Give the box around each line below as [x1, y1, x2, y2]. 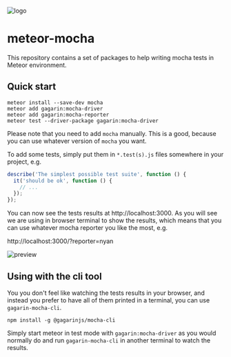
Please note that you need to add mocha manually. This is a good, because [7, 129, 217, 137]
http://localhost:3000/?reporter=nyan [7, 237, 114, 245]
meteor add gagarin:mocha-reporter [7, 111, 110, 118]
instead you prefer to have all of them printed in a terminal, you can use [7, 296, 210, 304]
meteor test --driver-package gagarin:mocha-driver [7, 117, 159, 124]
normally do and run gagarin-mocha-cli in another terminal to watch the [7, 336, 211, 345]
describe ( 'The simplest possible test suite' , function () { [7, 171, 187, 177]
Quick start [7, 81, 57, 93]
